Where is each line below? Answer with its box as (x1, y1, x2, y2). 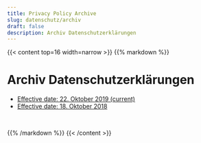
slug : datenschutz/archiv (7, 16, 81, 23)
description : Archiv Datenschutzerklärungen (7, 29, 137, 36)
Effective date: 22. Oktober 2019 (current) (16, 95, 136, 103)
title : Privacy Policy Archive (7, 10, 97, 17)
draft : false (7, 23, 45, 30)
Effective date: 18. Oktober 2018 (16, 102, 108, 111)
